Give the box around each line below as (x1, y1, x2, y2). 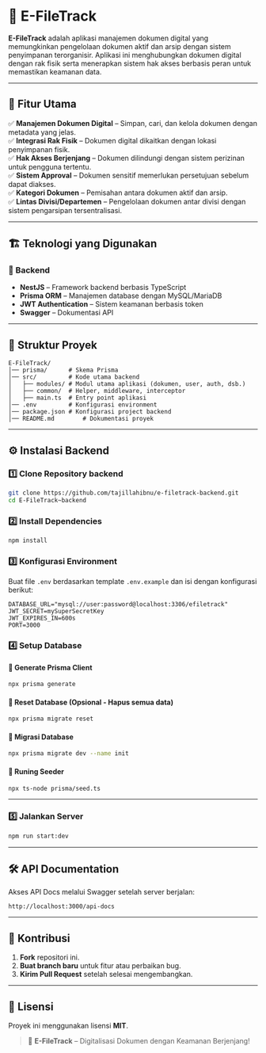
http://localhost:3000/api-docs (8, 902, 115, 910)
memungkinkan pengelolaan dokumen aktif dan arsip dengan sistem (8, 41, 231, 51)
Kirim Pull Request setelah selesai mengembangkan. (19, 970, 193, 979)
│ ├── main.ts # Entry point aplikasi (8, 394, 147, 403)
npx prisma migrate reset (8, 715, 93, 723)
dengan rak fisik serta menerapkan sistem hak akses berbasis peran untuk (8, 59, 252, 68)
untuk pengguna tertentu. (8, 162, 92, 171)
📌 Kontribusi (8, 931, 70, 945)
